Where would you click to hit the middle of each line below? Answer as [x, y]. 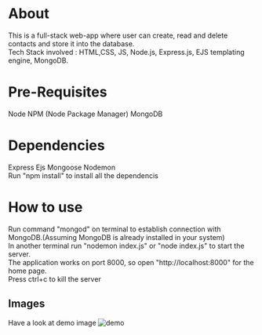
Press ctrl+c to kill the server [55, 279]
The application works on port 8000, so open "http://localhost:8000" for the [131, 262]
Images [27, 304]
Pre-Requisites [58, 92]
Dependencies [56, 146]
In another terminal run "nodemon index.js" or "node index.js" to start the [126, 246]
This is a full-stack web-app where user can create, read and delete [118, 35]
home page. [27, 271]
